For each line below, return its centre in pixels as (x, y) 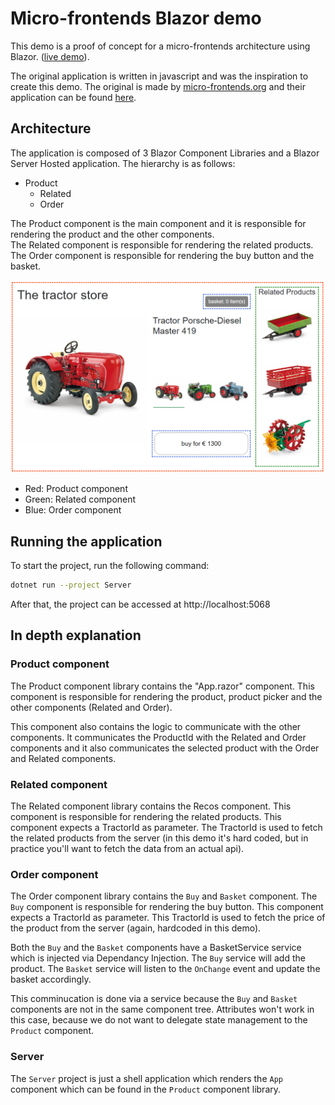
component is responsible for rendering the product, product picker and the (166, 696)
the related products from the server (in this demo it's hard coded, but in (159, 838)
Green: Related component (80, 499)
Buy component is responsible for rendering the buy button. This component (167, 907)
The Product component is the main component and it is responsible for (158, 223)
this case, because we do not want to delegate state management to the (159, 1020)
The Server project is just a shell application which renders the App (146, 1078)
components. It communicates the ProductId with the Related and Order (158, 737)
